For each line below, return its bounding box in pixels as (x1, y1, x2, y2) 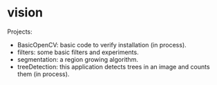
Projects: (7, 27, 32, 36)
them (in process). (17, 70, 70, 78)
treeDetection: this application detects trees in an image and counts (17, 62, 210, 71)
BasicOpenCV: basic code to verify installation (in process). (17, 40, 187, 49)
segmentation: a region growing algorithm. (17, 55, 138, 63)
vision (7, 5, 44, 21)
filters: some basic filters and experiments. (17, 48, 140, 56)
